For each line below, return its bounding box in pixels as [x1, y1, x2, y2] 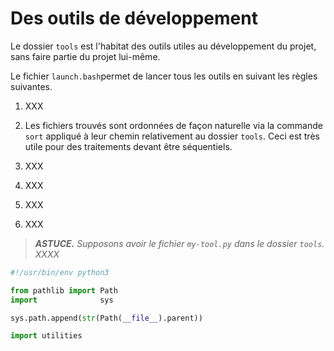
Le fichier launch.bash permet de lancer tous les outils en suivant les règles [10, 70, 318, 82]
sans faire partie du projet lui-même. [10, 50, 161, 62]
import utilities [10, 331, 83, 341]
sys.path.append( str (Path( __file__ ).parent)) [10, 313, 203, 323]
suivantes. [10, 80, 53, 92]
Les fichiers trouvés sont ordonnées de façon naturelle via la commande [24, 119, 323, 131]
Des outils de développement [10, 7, 258, 30]
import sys [10, 295, 114, 305]
